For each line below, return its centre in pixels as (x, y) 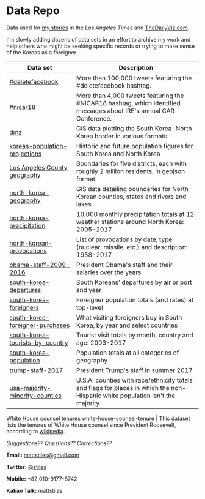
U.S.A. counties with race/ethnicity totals (135, 380)
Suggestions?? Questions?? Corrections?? (59, 443)
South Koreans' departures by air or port (134, 282)
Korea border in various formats (122, 136)
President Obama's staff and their (124, 265)
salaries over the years (109, 272)
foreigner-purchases (40, 325)
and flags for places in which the (123, 388)
